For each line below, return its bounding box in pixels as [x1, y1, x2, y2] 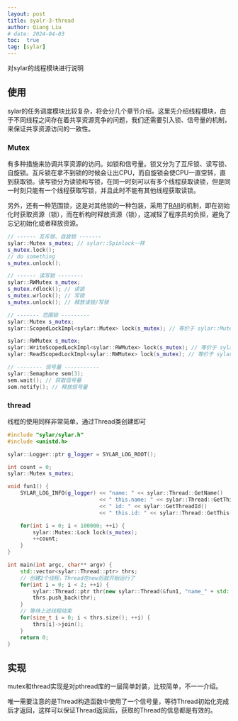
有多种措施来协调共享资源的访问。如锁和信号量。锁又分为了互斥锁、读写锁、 [7, 160, 231, 168]
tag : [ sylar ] [7, 43, 46, 50]
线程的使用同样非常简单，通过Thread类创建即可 [7, 417, 147, 426]
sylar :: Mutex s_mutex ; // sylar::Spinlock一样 [7, 239, 145, 247]
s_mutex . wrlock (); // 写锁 [7, 292, 85, 299]
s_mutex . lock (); [7, 246, 55, 253]
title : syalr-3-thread [7, 17, 74, 24]
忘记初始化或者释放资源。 [7, 219, 82, 228]
